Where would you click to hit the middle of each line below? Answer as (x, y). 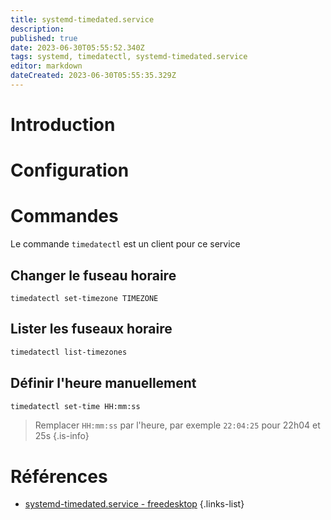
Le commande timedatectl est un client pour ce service (125, 244)
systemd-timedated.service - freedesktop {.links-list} (134, 504)
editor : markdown (46, 66)
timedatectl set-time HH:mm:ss (75, 406)
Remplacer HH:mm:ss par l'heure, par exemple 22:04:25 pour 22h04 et (177, 425)
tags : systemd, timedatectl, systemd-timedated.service (129, 57)
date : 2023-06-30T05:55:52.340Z (77, 47)
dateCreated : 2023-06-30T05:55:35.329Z (93, 76)
